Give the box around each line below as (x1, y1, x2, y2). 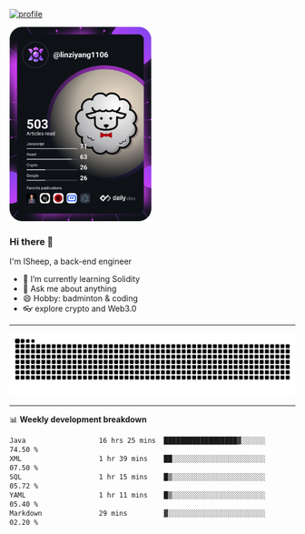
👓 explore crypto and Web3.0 (22, 303, 137, 314)
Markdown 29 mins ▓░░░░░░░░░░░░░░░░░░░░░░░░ (9, 509, 266, 518)
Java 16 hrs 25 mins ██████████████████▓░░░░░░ (9, 436, 266, 445)
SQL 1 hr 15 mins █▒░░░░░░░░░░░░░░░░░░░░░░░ (9, 472, 266, 481)
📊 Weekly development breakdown (9, 414, 147, 425)
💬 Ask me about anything (22, 283, 117, 295)
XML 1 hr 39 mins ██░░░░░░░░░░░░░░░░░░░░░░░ (9, 454, 266, 463)
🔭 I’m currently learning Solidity (22, 274, 141, 285)
